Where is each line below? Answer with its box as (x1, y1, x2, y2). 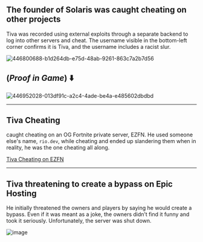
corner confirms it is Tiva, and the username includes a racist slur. (6, 43, 171, 50)
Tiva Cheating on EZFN (6, 156, 65, 163)
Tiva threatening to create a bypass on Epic (6, 179, 173, 189)
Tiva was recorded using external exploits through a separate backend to (6, 30, 188, 37)
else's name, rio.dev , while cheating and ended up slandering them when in (6, 138, 196, 145)
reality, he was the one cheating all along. (6, 144, 110, 151)
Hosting (6, 188, 37, 199)
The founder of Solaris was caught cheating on (6, 5, 187, 15)
